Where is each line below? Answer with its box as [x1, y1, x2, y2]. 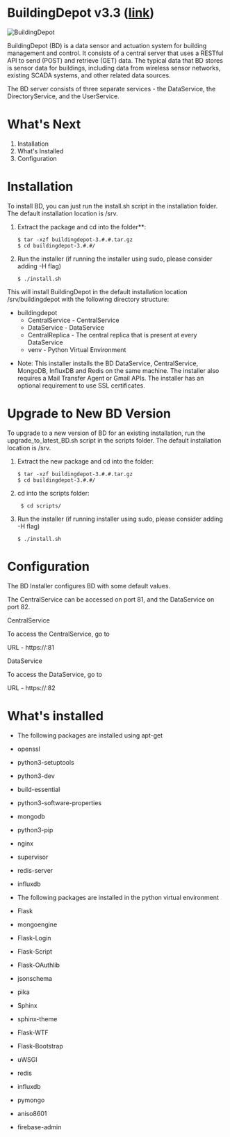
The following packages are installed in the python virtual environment [17, 893, 219, 901]
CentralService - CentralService [27, 316, 120, 324]
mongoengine [17, 920, 58, 929]
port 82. [7, 602, 31, 611]
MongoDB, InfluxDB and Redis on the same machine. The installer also [17, 366, 220, 374]
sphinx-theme [17, 1014, 58, 1023]
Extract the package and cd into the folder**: [17, 222, 147, 231]
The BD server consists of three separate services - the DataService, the [7, 84, 216, 93]
